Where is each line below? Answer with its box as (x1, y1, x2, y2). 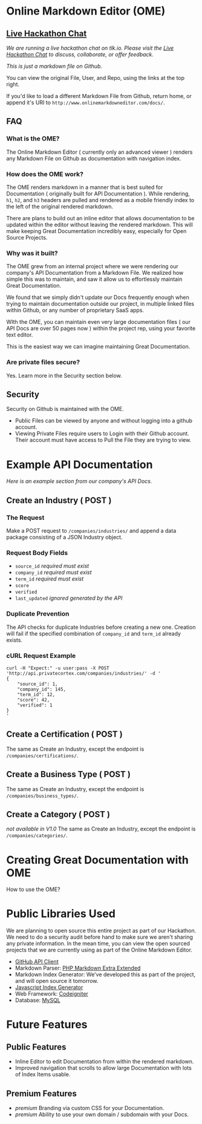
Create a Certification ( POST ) (6, 729, 123, 740)
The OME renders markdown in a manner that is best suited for (6, 183, 163, 191)
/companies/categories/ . (6, 832, 68, 839)
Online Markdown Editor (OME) (6, 4, 166, 18)
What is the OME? (6, 134, 60, 143)
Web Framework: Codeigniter (15, 990, 89, 997)
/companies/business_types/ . (6, 792, 79, 799)
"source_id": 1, (17, 681, 59, 687)
